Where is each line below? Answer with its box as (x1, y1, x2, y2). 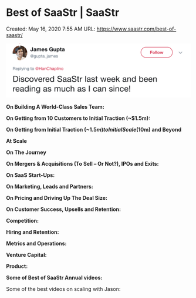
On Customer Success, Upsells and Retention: (6, 206, 121, 213)
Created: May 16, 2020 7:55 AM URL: (6, 25, 96, 32)
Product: (6, 263, 28, 270)
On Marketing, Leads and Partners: (6, 183, 93, 190)
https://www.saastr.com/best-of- (96, 25, 177, 32)
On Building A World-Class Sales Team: (6, 103, 104, 111)
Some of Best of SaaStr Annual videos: (6, 274, 103, 282)
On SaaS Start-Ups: (6, 172, 55, 179)
